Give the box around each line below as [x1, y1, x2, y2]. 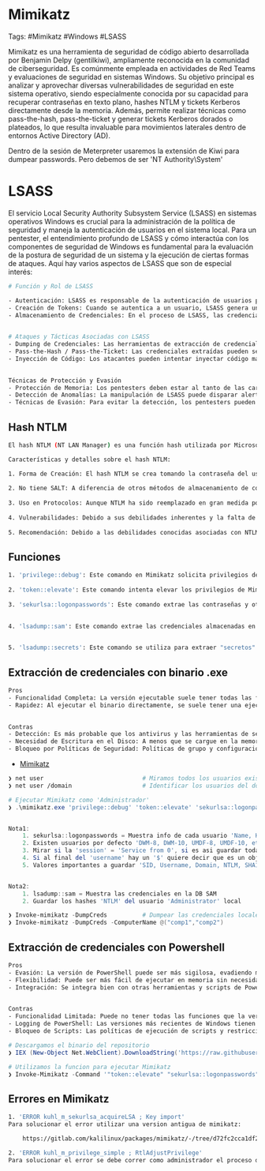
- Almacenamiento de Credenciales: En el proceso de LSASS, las [8, 311, 224, 319]
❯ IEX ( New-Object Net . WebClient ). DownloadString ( [8, 1049, 178, 1057]
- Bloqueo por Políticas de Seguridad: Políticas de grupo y [8, 745, 214, 753]
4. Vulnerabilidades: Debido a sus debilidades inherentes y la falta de [8, 513, 256, 522]
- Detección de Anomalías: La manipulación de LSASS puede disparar [8, 391, 238, 400]
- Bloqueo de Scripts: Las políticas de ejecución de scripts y [8, 1027, 224, 1035]
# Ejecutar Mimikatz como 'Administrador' [8, 796, 150, 804]
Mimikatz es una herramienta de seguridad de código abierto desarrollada [8, 47, 249, 56]
